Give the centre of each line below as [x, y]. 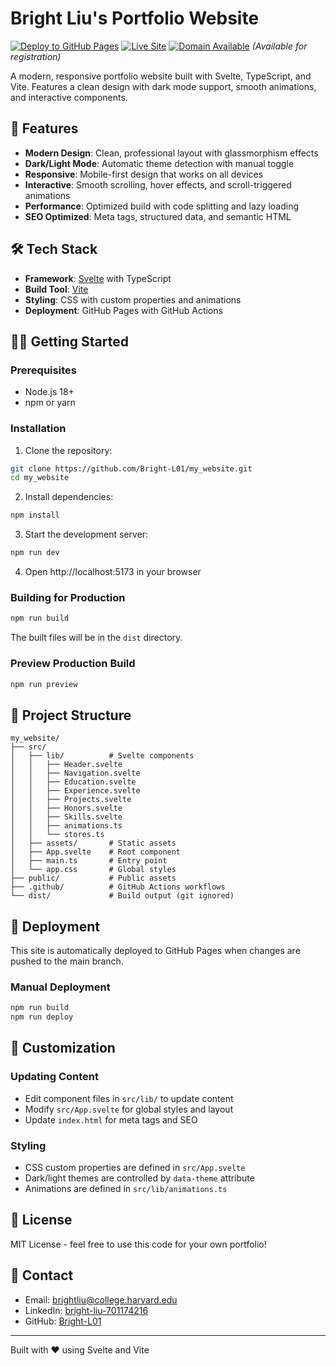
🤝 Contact [42, 1275]
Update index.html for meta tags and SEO [111, 1119]
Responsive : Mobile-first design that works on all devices [144, 174]
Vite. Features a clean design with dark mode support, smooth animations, [163, 86]
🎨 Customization [63, 1048]
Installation [38, 429]
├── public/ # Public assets [93, 878]
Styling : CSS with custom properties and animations [133, 299]
